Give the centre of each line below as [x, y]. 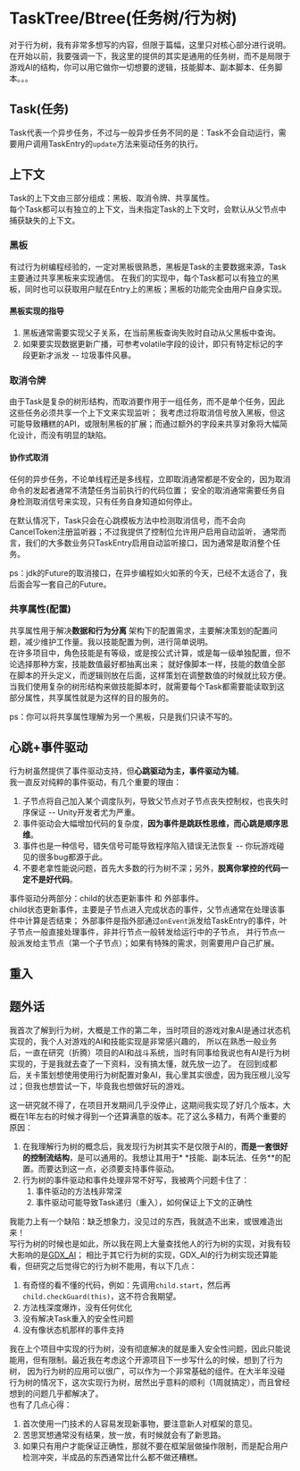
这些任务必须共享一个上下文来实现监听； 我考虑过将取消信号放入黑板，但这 [147, 413]
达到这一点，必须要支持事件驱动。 [116, 1169]
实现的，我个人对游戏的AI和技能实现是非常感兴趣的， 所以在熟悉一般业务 [143, 1041]
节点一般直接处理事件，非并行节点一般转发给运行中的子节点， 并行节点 [147, 932]
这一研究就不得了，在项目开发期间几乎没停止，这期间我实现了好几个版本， [146, 1104]
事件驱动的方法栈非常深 [79, 1191]
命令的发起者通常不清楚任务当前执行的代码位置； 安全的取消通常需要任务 [143, 490]
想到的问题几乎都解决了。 [56, 1393]
